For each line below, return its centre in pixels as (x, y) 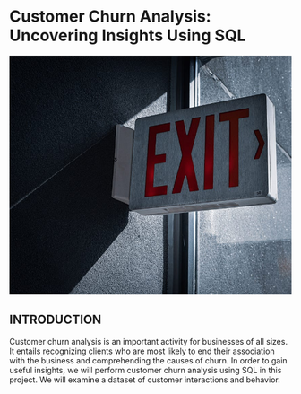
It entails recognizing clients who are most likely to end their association (142, 351)
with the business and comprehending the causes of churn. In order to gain (149, 360)
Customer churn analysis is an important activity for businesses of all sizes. (149, 341)
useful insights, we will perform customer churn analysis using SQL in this (146, 370)
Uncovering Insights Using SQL (128, 35)
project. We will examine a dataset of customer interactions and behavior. (145, 380)
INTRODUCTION (56, 320)
